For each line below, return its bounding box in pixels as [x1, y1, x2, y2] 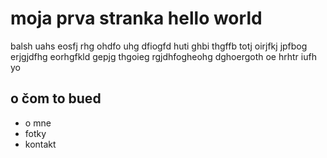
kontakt [24, 138, 57, 150]
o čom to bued [10, 90, 102, 107]
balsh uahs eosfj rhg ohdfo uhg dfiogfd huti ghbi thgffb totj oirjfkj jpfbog [10, 40, 308, 52]
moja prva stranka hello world [10, 7, 263, 30]
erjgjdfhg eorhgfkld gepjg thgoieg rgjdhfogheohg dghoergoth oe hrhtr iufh [10, 50, 317, 62]
